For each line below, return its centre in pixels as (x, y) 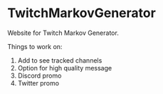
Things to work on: (35, 46)
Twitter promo (38, 83)
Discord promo (40, 75)
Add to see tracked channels (60, 60)
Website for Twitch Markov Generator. (63, 33)
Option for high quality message (65, 68)
